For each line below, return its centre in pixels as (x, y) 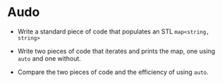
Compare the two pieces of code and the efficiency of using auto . (113, 72)
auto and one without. (49, 58)
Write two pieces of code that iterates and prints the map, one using (116, 51)
